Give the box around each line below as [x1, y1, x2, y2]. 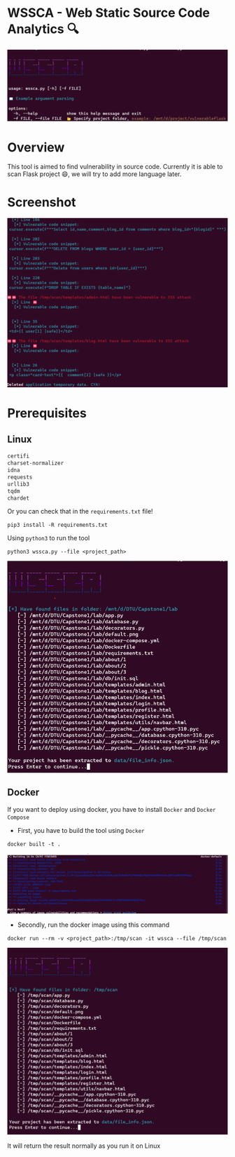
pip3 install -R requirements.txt [7, 521, 108, 529]
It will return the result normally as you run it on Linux [7, 1142, 161, 1150]
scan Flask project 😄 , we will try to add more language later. [7, 170, 182, 178]
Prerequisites [7, 406, 87, 422]
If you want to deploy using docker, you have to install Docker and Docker [7, 805, 216, 813]
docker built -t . [7, 841, 61, 848]
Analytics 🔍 [7, 21, 79, 37]
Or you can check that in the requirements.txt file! [7, 507, 153, 516]
